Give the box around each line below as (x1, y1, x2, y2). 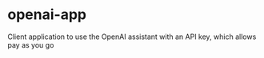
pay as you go (7, 40, 54, 49)
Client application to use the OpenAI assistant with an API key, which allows (7, 32, 257, 41)
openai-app (7, 6, 87, 24)
